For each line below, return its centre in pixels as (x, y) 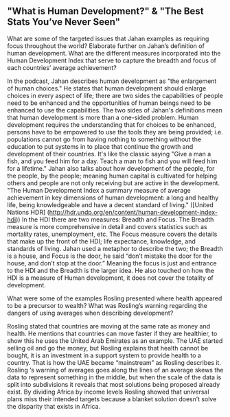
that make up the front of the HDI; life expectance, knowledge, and (101, 241)
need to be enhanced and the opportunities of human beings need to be (109, 103)
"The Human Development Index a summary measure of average (99, 190)
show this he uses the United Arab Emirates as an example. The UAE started (115, 341)
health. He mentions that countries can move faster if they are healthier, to (112, 333)
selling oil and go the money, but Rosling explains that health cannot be (108, 348)
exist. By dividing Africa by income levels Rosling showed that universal (108, 392)
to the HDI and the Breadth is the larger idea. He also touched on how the (111, 270)
